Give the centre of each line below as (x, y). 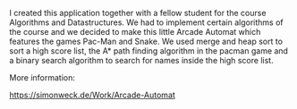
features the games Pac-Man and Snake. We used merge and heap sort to (146, 41)
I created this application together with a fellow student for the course (138, 13)
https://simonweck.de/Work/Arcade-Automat (93, 95)
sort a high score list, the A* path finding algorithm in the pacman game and (149, 51)
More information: (42, 78)
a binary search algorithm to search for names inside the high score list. (142, 60)
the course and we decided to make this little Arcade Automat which (135, 32)
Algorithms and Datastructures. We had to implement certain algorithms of (146, 22)
